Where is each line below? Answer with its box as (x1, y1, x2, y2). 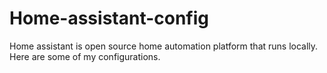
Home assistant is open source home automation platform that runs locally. (9, 40, 319, 52)
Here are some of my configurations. (9, 50, 161, 62)
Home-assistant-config (9, 7, 210, 30)
